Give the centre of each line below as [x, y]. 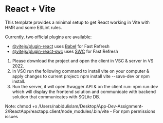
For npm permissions [134, 111]
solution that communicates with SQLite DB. [56, 97]
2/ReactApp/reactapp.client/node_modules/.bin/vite [57, 111]
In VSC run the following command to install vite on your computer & [81, 71]
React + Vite [30, 9]
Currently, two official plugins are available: [48, 37]
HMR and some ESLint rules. [34, 27]
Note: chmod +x [21, 106]
